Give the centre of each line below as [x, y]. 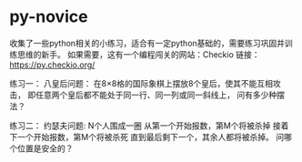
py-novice [49, 17]
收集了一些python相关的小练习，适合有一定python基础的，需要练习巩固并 [147, 43]
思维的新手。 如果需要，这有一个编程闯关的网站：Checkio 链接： [139, 54]
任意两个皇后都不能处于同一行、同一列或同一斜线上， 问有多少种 [156, 95]
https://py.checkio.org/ [52, 65]
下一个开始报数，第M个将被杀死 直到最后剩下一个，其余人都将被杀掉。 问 [147, 137]
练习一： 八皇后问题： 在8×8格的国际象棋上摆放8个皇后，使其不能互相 [141, 83]
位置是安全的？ [45, 148]
